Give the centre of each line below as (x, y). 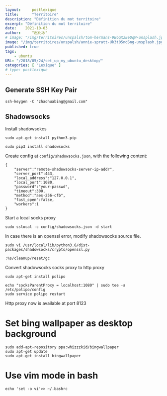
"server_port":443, (34, 174)
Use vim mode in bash (52, 375)
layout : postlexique (31, 10)
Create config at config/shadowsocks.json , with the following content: (76, 156)
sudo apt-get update (27, 351)
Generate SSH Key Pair (41, 90)
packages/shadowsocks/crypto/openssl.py (48, 249)
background (31, 334)
